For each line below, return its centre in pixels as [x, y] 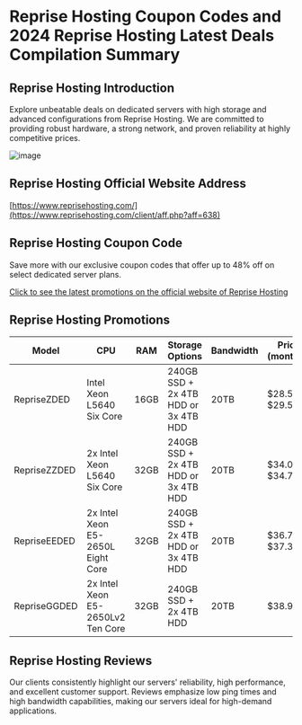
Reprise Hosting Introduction [92, 88]
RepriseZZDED [45, 471]
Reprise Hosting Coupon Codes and [145, 17]
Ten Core [106, 629]
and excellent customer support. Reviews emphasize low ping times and [143, 692]
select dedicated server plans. [65, 274]
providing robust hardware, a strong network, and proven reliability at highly [150, 128]
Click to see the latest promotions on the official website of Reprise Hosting [149, 292]
